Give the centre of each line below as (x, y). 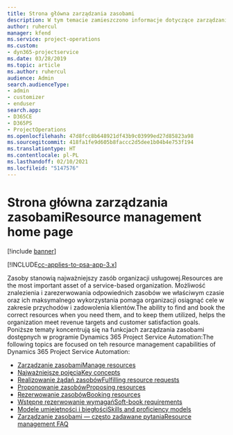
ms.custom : (23, 46)
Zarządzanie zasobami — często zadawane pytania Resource (104, 416)
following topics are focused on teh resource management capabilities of (112, 344)
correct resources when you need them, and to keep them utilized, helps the (116, 314)
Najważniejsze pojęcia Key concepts (69, 372)
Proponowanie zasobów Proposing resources (81, 387)
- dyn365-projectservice (43, 53)
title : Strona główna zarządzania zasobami (71, 14)
